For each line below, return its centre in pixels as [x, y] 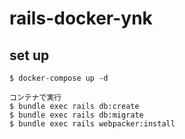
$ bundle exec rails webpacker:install [92, 124]
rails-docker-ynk [81, 18]
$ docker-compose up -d [59, 78]
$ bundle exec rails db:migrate [76, 115]
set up [29, 55]
